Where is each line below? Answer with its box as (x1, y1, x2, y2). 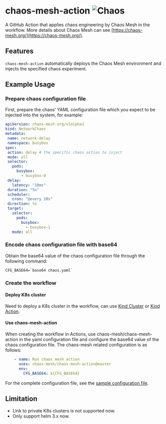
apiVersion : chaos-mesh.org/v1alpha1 (5, 122, 85, 127)
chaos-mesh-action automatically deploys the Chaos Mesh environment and (5, 60, 161, 66)
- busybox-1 (25, 224, 51, 230)
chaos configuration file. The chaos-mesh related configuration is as (5, 342, 147, 348)
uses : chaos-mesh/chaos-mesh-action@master (18, 361, 112, 367)
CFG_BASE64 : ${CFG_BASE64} (23, 371, 80, 376)
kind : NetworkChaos (5, 126, 46, 132)
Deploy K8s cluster (5, 292, 46, 298)
